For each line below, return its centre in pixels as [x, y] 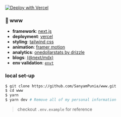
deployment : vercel [32, 37]
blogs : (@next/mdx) [33, 58]
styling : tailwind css [33, 42]
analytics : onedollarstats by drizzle [49, 53]
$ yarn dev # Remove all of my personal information [61, 100]
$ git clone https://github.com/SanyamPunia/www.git [61, 86]
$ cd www [14, 91]
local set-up [20, 76]
